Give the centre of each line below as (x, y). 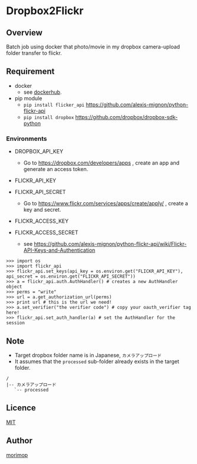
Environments (27, 139)
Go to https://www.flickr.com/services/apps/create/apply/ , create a (106, 203)
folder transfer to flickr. (34, 53)
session (16, 323)
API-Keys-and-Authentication (59, 250)
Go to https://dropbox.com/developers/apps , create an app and (101, 163)
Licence (21, 408)
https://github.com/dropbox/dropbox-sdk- (127, 117)
